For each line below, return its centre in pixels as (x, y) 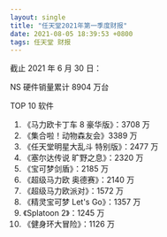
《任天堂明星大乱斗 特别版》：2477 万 (91, 147)
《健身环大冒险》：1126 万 (69, 224)
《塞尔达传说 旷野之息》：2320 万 (83, 158)
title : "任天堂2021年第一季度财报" (68, 26)
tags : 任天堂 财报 (41, 42)
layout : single (38, 17)
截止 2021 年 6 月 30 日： (56, 68)
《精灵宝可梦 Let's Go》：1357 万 (82, 202)
